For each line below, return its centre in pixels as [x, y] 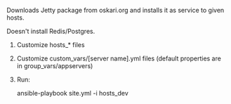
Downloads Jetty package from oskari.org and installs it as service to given [115, 10]
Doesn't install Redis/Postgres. [51, 31]
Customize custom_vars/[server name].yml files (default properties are [119, 58]
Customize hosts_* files [51, 45]
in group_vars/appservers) [55, 66]
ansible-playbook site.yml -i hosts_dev [73, 93]
